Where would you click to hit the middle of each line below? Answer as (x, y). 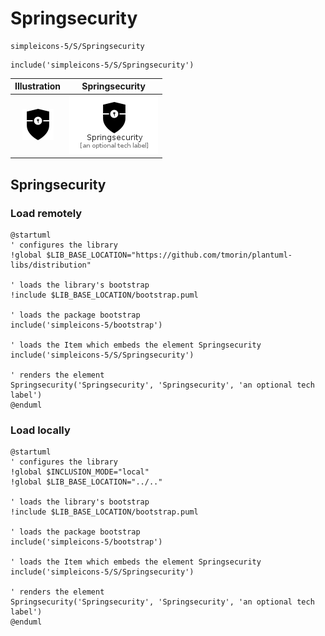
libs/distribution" (51, 265)
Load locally (40, 430)
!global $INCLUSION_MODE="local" (80, 472)
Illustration (38, 86)
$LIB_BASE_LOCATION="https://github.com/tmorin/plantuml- (169, 255)
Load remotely (46, 213)
